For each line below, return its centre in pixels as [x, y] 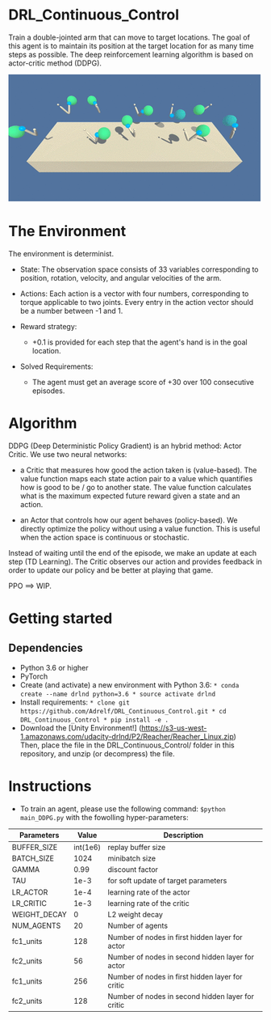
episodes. [48, 391]
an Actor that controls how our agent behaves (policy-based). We [129, 520]
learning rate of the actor [149, 892]
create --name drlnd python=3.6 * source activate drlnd [118, 694]
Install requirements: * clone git [75, 702]
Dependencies [46, 648]
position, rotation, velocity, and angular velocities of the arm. [121, 277]
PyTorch [34, 676]
